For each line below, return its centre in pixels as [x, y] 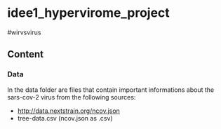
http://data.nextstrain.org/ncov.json [69, 111]
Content [26, 54]
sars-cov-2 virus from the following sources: [72, 97]
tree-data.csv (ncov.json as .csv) [65, 118]
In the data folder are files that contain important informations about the [111, 90]
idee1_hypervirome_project [88, 13]
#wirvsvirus [24, 32]
